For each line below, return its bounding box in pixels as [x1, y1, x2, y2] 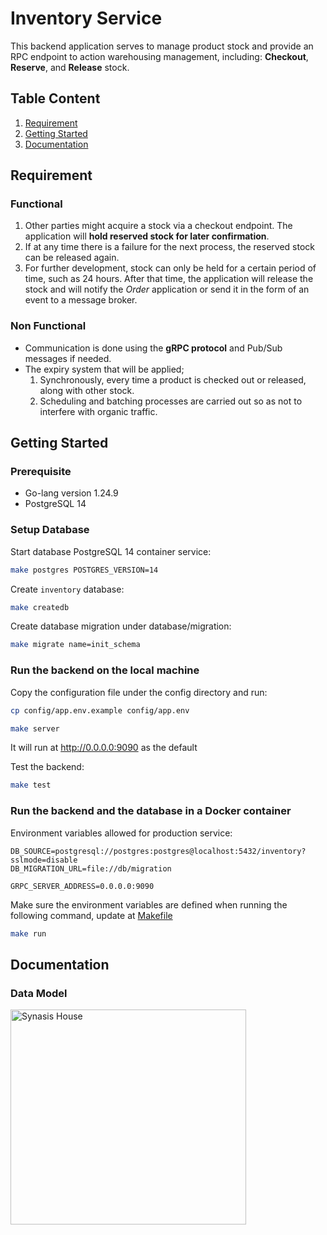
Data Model [10, 986, 68, 1000]
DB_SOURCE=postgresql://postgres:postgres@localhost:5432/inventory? [10, 846, 307, 856]
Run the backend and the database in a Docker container [10, 804, 292, 818]
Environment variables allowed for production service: [10, 827, 233, 839]
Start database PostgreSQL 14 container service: [10, 545, 212, 557]
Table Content [10, 90, 101, 107]
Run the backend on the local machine [10, 663, 200, 677]
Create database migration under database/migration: [10, 620, 232, 632]
